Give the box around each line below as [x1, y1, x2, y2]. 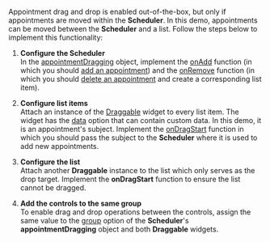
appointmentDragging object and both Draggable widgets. [19, 224, 219, 234]
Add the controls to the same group [19, 198, 142, 208]
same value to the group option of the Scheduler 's [19, 216, 189, 225]
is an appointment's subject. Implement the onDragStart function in [19, 125, 244, 134]
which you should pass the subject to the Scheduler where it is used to [19, 133, 258, 142]
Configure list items [19, 99, 89, 108]
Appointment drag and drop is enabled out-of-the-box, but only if [8, 7, 226, 16]
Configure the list [19, 157, 81, 167]
